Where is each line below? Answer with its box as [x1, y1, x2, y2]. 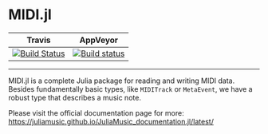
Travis [26, 34, 51, 45]
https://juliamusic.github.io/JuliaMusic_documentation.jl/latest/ [8, 116, 214, 126]
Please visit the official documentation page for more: [8, 108, 185, 117]
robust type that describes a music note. [8, 93, 142, 102]
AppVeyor [79, 34, 118, 45]
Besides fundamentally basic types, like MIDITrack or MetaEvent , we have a [8, 84, 253, 93]
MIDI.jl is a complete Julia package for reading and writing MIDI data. [8, 76, 235, 85]
